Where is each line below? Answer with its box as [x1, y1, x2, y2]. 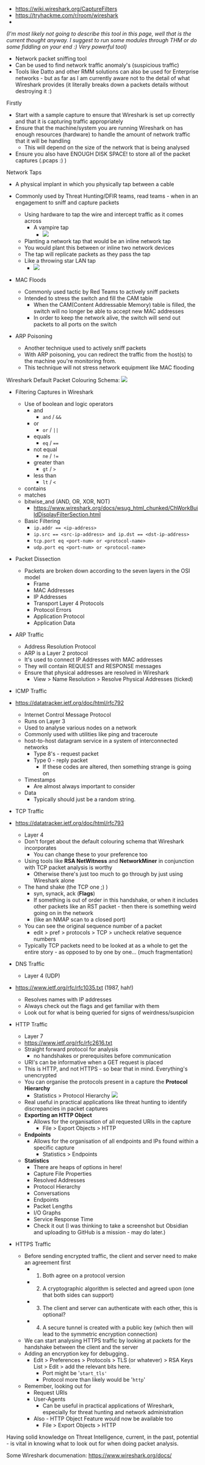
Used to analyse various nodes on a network [24, 724, 137, 731]
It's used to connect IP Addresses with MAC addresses [24, 656, 163, 663]
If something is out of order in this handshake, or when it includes [33, 897, 198, 903]
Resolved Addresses [33, 1177, 85, 1184]
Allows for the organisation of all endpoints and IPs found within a [33, 1137, 199, 1145]
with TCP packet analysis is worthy [24, 864, 113, 871]
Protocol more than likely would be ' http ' [42, 1376, 145, 1383]
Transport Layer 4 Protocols [33, 600, 104, 607]
